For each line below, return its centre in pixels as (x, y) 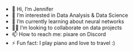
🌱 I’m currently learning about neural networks (68, 21)
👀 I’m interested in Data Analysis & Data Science (70, 15)
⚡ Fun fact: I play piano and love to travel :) (63, 43)
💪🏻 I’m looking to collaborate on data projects (67, 27)
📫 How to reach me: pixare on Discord (59, 34)
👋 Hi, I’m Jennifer (33, 9)
